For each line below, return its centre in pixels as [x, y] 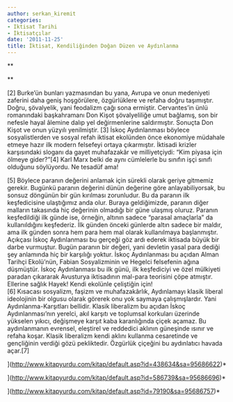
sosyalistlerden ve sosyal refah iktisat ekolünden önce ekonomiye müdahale [116, 137]
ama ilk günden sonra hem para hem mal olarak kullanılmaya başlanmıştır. [113, 232]
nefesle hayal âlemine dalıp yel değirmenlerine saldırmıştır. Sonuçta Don [110, 122]
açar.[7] [18, 350]
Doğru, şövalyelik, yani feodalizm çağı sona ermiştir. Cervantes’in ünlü [108, 108]
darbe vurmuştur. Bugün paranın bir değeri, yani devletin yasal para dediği [114, 247]
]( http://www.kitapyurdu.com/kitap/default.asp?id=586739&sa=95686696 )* [116, 378]
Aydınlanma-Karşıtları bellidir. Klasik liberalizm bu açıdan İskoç [96, 306]
